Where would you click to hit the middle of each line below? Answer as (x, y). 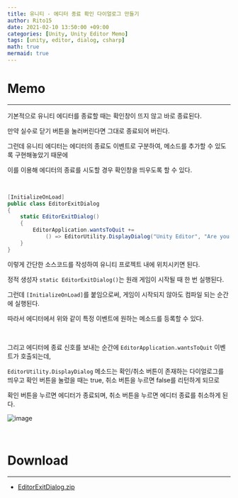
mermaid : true (28, 54)
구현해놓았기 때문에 (41, 155)
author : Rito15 (30, 21)
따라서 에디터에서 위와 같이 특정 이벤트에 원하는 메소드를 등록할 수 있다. (106, 318)
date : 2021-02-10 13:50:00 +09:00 (58, 27)
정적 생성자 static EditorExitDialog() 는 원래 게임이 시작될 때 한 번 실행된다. (116, 279)
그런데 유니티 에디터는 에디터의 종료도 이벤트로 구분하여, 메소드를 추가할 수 (110, 145)
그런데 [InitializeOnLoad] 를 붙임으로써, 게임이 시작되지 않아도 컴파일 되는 (112, 294)
